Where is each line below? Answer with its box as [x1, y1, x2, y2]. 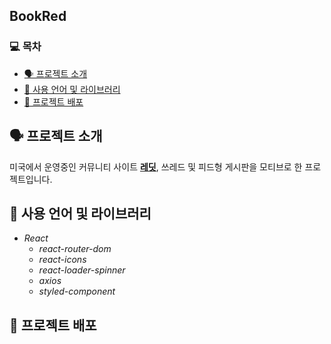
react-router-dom [38, 243, 112, 255]
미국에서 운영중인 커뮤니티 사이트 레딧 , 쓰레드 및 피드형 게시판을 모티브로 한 [9, 160, 303, 173]
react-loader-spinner [38, 264, 126, 276]
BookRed [9, 8, 67, 25]
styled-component [38, 285, 116, 298]
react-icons [38, 254, 87, 266]
